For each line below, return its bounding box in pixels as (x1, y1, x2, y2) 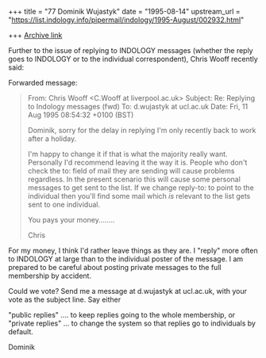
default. (8, 327, 34, 336)
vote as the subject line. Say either (8, 295, 121, 304)
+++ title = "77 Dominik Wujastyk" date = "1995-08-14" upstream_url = (8, 7, 241, 16)
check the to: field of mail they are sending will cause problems (27, 166, 235, 175)
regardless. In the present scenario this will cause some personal (27, 174, 241, 184)
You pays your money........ (27, 215, 115, 224)
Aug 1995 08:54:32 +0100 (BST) (27, 110, 134, 120)
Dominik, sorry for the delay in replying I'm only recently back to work (27, 126, 256, 135)
